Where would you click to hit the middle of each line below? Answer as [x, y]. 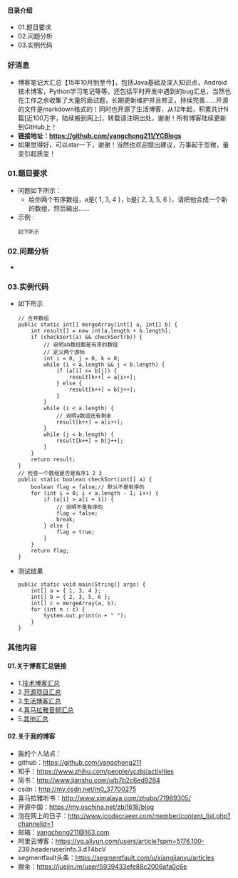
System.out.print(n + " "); [85, 616]
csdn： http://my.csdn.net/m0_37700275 [77, 789]
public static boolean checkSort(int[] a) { [85, 480]
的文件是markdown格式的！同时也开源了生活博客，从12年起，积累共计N [123, 109]
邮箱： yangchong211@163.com [63, 832]
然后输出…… [71, 208]
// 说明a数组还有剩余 [84, 416]
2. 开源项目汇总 [40, 692]
